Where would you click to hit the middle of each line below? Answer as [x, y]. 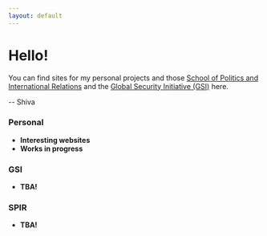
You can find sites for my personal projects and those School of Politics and [133, 78]
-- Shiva [22, 102]
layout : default [35, 16]
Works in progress [51, 149]
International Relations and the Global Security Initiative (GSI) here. [118, 86]
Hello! [28, 55]
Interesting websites [55, 140]
